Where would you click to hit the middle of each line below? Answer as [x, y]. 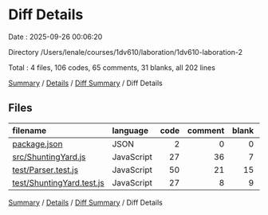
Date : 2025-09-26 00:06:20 [55, 37]
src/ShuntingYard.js [49, 157]
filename [30, 131]
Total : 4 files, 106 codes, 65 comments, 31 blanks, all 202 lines [112, 67]
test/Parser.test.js [45, 170]
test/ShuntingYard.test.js [59, 182]
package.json [37, 143]
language [130, 131]
